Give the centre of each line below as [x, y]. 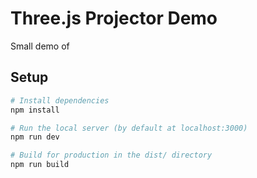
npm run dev [35, 137]
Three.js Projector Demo [114, 18]
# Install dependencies [60, 100]
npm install [35, 110]
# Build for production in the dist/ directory [111, 155]
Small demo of [40, 46]
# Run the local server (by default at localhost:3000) [129, 128]
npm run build [40, 165]
